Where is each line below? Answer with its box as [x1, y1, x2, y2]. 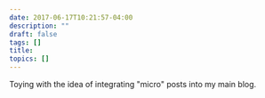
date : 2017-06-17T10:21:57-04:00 [9, 12, 133, 22]
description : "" [9, 21, 69, 30]
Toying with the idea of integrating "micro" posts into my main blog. [9, 79, 257, 89]
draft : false [9, 29, 58, 38]
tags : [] [9, 37, 42, 47]
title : [9, 46, 34, 55]
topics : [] [9, 54, 50, 63]
